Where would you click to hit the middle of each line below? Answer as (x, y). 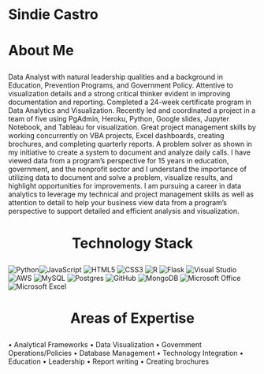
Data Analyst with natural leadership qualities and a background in (115, 77)
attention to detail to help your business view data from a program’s (117, 203)
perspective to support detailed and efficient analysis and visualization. (124, 211)
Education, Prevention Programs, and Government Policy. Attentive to (121, 85)
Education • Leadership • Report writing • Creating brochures (109, 361)
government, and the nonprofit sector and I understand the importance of (127, 169)
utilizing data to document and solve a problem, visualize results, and (120, 178)
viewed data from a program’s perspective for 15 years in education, (119, 161)
